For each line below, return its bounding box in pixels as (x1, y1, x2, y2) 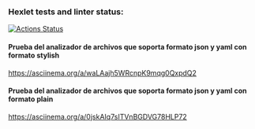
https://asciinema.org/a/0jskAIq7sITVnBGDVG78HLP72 (8, 112, 187, 121)
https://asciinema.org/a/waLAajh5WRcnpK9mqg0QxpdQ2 (8, 68, 197, 77)
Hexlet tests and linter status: (8, 6, 124, 17)
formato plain (8, 94, 54, 104)
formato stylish (8, 50, 60, 60)
